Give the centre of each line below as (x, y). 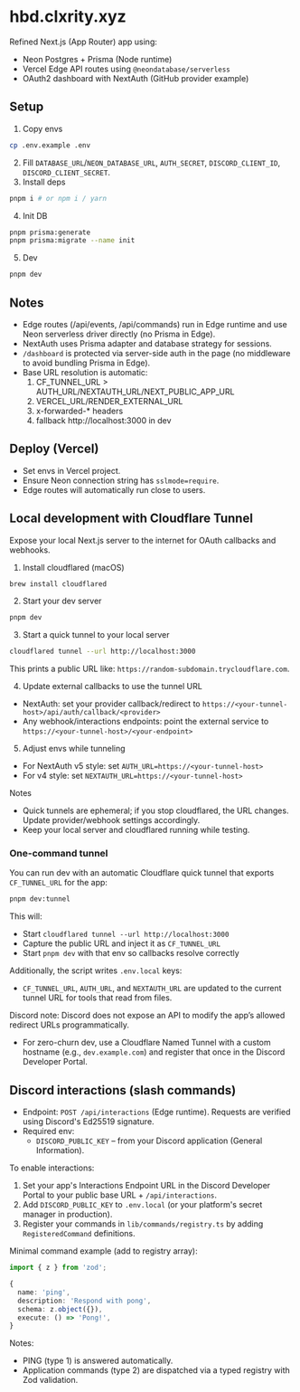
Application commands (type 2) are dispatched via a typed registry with (156, 1370)
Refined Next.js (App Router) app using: (84, 42)
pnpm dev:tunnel (40, 899)
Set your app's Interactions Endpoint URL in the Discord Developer (146, 1186)
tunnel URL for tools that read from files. (97, 998)
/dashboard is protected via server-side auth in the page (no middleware (156, 353)
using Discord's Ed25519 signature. (89, 1122)
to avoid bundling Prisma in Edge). (86, 363)
